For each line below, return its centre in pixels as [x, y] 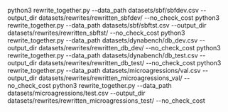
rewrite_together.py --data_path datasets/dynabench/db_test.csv [103, 55]
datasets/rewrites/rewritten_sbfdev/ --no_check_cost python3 [129, 18]
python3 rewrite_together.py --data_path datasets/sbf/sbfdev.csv [103, 10]
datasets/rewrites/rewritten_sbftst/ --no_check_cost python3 [96, 33]
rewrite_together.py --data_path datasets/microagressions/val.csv [104, 71]
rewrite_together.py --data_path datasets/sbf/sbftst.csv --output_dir [107, 25]
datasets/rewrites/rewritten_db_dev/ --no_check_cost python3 [130, 48]
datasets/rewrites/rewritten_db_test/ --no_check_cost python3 [130, 63]
